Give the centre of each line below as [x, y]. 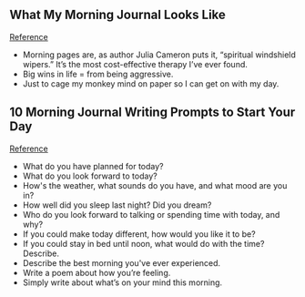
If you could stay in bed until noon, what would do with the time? [143, 243]
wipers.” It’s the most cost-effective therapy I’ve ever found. [135, 64]
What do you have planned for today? [93, 166]
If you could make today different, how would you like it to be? [139, 234]
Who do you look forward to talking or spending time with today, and [151, 214]
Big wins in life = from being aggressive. [98, 74]
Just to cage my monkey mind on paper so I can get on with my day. [151, 83]
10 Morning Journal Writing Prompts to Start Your [152, 113]
